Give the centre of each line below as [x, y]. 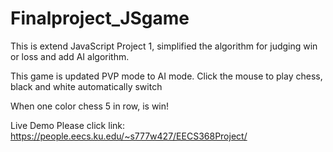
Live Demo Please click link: [68, 125]
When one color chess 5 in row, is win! [90, 106]
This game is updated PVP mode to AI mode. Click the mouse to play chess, [166, 76]
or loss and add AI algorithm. [70, 56]
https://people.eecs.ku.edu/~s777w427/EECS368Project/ [129, 136]
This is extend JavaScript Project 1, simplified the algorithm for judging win [164, 46]
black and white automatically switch [86, 86]
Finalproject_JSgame [100, 18]
